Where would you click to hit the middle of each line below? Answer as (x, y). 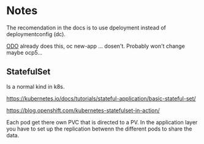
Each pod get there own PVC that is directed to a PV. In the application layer (102, 122)
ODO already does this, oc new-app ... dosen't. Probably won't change (96, 46)
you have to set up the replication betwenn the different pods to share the (99, 129)
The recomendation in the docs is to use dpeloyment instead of (86, 28)
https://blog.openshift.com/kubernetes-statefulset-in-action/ (83, 110)
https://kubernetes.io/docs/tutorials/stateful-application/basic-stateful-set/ (101, 98)
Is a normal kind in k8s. (36, 86)
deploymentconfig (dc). (36, 34)
